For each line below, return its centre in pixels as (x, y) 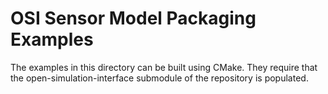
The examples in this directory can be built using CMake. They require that (164, 67)
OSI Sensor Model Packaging (133, 18)
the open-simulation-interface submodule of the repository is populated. (159, 78)
